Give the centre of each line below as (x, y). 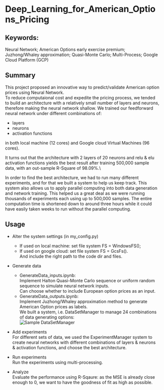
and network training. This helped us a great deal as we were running (75, 193)
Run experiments (29, 357)
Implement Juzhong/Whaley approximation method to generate (83, 301)
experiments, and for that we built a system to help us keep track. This (76, 182)
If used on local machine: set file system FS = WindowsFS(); (80, 246)
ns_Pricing (27, 19)
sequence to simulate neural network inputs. (64, 286)
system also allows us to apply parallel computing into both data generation (81, 188)
